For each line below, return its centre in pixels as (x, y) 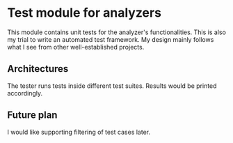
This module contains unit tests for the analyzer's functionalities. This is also (116, 32)
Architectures (38, 69)
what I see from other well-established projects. (76, 47)
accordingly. (25, 93)
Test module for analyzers (85, 13)
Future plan (32, 115)
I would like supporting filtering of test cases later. (79, 132)
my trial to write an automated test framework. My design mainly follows (111, 39)
